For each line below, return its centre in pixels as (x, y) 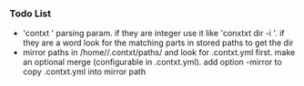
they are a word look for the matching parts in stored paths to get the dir (158, 43)
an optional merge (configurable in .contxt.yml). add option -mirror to (152, 62)
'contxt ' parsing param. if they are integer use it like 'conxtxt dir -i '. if (153, 33)
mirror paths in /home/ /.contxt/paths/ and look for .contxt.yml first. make (159, 53)
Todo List (30, 14)
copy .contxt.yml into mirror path (84, 72)
